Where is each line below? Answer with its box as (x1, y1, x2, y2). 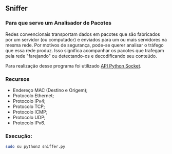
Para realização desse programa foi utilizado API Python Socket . (5, 62, 142, 69)
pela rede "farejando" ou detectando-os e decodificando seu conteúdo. (5, 53, 158, 59)
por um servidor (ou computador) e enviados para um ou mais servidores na (5, 36, 167, 42)
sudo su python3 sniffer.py (5, 144, 66, 149)
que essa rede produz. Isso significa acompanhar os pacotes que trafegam (5, 47, 164, 53)
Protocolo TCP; (12, 103, 45, 109)
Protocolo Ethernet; (12, 92, 54, 99)
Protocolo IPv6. (12, 120, 45, 126)
